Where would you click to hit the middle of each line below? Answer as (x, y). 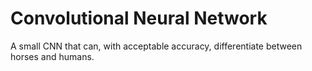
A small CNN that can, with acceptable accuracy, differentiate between (156, 46)
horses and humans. (52, 56)
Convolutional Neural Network (139, 18)
